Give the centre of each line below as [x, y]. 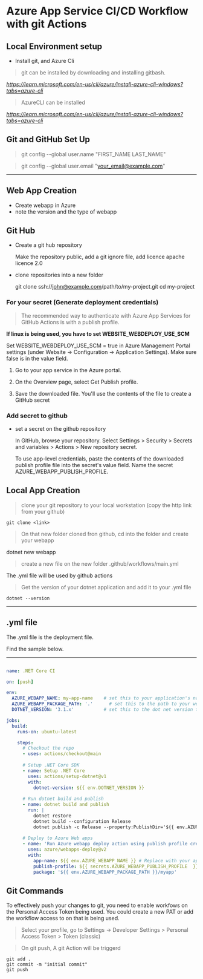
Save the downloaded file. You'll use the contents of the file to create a [103, 393]
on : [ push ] [20, 682]
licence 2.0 [29, 263]
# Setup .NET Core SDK [51, 765]
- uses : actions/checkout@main [62, 754]
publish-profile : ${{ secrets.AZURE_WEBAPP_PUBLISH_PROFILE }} [116, 866]
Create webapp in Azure [45, 205]
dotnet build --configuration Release [82, 821]
